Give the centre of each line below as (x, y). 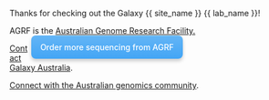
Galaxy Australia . (41, 68)
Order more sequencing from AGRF (107, 47)
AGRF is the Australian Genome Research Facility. (103, 30)
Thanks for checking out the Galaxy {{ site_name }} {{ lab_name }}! (135, 13)
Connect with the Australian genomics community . (104, 85)
